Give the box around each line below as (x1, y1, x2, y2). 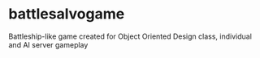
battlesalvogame (8, 5, 125, 23)
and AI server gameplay (8, 39, 89, 49)
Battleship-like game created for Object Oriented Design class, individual (8, 31, 252, 41)
